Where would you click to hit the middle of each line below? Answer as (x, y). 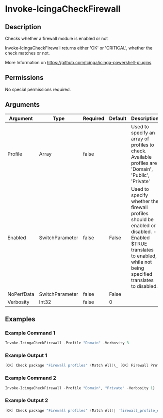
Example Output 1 (26, 355)
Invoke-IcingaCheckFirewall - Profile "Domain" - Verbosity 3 (67, 343)
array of (140, 138)
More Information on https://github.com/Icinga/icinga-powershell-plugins (78, 62)
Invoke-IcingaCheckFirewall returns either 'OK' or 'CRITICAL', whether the (79, 48)
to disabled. (144, 286)
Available (141, 157)
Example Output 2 (27, 401)
